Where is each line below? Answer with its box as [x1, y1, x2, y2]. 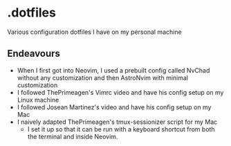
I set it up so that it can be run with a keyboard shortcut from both [27, 125, 216, 133]
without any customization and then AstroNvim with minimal [17, 73, 189, 82]
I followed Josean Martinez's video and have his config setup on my [17, 102, 212, 111]
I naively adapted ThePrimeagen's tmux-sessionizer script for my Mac [17, 118, 218, 126]
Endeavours [7, 48, 61, 60]
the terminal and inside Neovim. [27, 132, 118, 140]
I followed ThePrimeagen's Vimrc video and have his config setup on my [17, 88, 224, 96]
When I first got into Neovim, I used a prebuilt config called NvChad [17, 66, 210, 74]
